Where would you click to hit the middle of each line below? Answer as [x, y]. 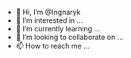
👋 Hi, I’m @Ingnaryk [48, 12]
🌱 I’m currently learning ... [58, 29]
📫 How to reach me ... [52, 46]
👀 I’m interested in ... [49, 20]
